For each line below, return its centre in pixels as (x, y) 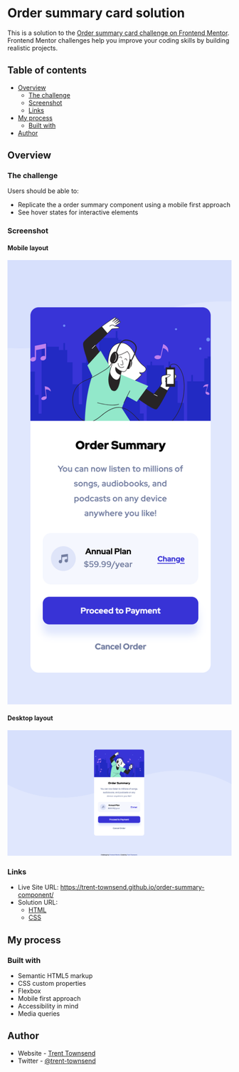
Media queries (39, 1014)
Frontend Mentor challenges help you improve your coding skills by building (118, 40)
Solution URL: (38, 902)
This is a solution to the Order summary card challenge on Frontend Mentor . (118, 33)
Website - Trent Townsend (57, 1053)
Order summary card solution (96, 13)
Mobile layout (28, 248)
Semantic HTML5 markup (55, 976)
